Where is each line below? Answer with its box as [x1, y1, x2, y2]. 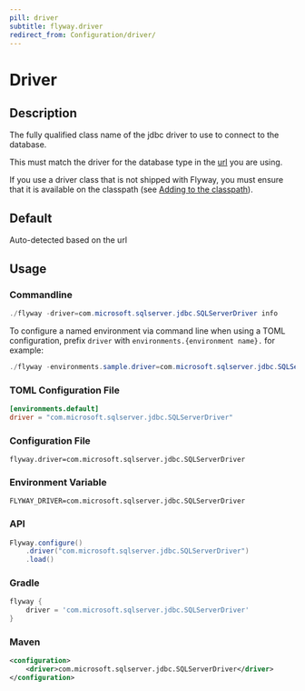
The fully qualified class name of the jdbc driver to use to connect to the [9, 129, 280, 141]
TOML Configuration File [9, 384, 120, 396]
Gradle [9, 576, 40, 589]
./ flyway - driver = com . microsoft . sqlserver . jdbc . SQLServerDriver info [9, 308, 279, 318]
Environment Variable [9, 476, 107, 488]
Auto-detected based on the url [9, 235, 128, 245]
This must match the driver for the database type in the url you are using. [9, 156, 283, 168]
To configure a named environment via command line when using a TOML [9, 325, 286, 336]
